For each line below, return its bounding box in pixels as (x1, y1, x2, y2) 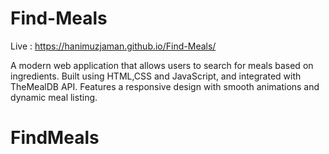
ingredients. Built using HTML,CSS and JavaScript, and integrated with (10, 70, 302, 82)
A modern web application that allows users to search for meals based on (10, 59, 314, 71)
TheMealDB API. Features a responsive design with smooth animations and (10, 80, 320, 92)
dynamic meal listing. (10, 91, 98, 103)
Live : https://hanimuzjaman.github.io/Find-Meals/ (10, 40, 217, 52)
